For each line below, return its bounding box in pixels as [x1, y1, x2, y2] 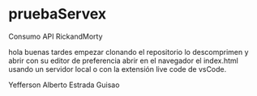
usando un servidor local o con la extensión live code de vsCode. [8, 64, 227, 73]
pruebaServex [8, 5, 107, 23]
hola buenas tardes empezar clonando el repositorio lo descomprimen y [8, 47, 249, 56]
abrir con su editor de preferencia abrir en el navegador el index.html [8, 56, 239, 65]
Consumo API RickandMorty [8, 31, 103, 41]
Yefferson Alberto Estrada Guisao [8, 80, 120, 90]
